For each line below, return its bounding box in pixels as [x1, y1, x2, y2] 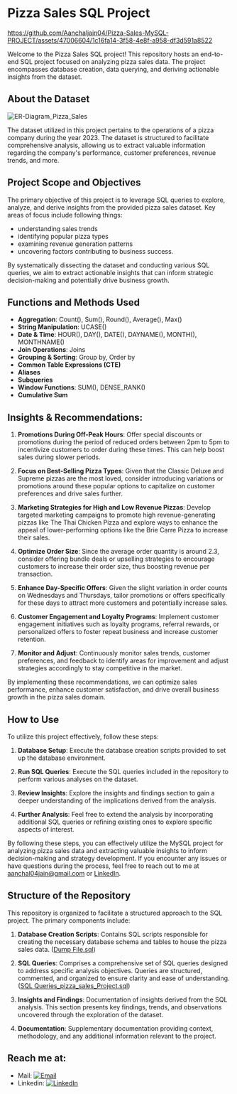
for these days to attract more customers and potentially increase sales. [17, 599, 228, 607]
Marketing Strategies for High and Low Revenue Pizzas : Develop [17, 503, 211, 512]
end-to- [200, 50, 224, 58]
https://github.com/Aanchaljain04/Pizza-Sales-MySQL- [7, 28, 169, 37]
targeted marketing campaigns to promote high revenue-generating [17, 510, 216, 520]
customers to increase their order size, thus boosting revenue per [17, 562, 210, 571]
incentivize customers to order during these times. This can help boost [17, 446, 225, 454]
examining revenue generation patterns [17, 240, 133, 248]
